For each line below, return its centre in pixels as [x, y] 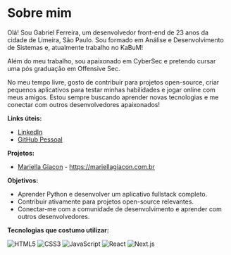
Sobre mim [39, 13]
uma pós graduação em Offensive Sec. [64, 68]
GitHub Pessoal [40, 139]
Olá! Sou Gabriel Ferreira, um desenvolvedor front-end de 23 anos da [108, 32]
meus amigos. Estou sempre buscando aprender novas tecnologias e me [113, 97]
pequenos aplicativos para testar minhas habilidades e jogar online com [112, 89]
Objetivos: [23, 180]
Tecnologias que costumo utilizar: [58, 230]
